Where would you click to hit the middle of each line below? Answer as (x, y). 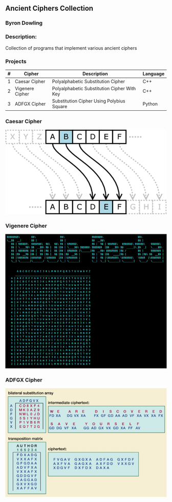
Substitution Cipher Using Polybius (89, 101)
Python (150, 104)
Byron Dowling (24, 23)
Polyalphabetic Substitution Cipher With (94, 88)
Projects (16, 61)
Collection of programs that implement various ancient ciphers (71, 48)
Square (60, 107)
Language (154, 74)
